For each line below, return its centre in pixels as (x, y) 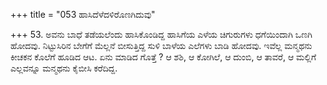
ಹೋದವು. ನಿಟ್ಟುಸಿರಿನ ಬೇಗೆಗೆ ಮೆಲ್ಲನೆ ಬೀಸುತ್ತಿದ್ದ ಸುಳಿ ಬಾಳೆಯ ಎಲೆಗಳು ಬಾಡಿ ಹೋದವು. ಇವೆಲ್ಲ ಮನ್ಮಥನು (161, 45)
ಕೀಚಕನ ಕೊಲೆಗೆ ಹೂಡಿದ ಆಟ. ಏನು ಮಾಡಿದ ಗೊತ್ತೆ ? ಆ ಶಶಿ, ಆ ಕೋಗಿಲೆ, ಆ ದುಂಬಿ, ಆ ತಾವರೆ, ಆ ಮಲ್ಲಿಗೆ (163, 57)
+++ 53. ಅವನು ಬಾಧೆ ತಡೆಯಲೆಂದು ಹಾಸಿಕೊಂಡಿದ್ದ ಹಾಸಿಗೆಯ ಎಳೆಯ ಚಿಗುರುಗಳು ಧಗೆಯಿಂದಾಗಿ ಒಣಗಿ (161, 34)
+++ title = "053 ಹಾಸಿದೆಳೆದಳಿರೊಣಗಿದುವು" (83, 14)
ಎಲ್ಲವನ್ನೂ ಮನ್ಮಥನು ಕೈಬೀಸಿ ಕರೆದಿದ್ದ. (64, 68)
